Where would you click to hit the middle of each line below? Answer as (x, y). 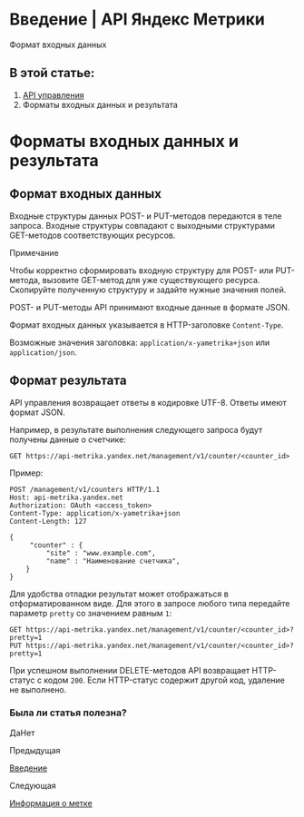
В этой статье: (52, 73)
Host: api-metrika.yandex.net (67, 497)
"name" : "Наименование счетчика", (113, 561)
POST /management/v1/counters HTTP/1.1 (85, 489)
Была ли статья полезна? (68, 713)
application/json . (43, 352)
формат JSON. (37, 412)
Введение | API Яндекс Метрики (137, 20)
